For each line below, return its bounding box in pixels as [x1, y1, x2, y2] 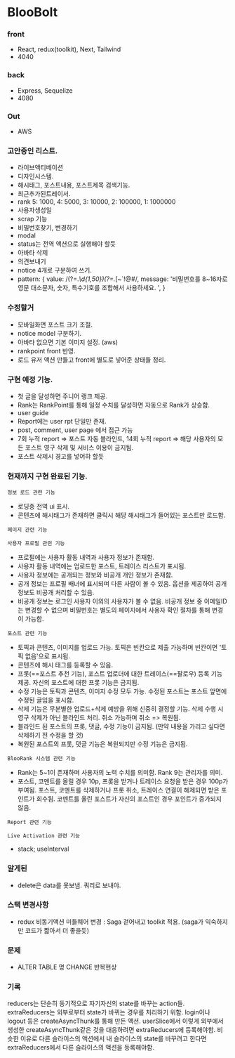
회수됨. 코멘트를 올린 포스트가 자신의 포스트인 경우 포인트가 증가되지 [36, 795, 222, 803]
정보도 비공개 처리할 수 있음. [17, 588, 95, 597]
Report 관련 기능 [7, 819, 53, 826]
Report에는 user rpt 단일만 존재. [17, 417, 107, 425]
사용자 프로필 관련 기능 [7, 540, 65, 547]
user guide [17, 408, 49, 417]
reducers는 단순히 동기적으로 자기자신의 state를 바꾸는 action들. [7, 999, 185, 1008]
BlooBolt [7, 4, 58, 20]
